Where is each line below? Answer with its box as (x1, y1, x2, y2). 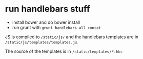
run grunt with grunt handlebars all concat (12, 24, 101, 30)
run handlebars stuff (5, 3, 90, 15)
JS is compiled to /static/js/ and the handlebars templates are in (5, 34, 139, 40)
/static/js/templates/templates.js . (5, 39, 79, 44)
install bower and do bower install (12, 19, 80, 25)
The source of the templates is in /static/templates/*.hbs (5, 48, 123, 54)
